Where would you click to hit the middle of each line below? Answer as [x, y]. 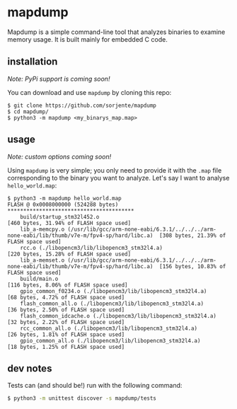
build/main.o [39, 279]
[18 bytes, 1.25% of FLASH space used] [66, 347]
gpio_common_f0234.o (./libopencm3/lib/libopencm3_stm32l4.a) [114, 291]
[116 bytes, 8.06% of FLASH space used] [68, 285]
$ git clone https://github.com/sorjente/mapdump [82, 105]
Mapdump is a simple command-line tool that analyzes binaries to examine [116, 32]
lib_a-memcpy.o [42, 229]
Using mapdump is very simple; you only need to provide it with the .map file [115, 170]
